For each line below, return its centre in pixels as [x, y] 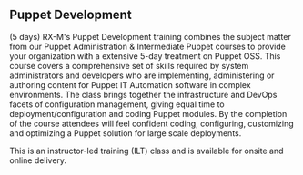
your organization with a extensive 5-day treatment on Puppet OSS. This [145, 56]
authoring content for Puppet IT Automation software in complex [131, 84]
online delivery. [38, 160]
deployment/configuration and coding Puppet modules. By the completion [148, 113]
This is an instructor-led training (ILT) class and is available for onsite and [146, 151]
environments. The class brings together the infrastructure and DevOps [143, 94]
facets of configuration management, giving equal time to [117, 104]
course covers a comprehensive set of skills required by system [129, 65]
